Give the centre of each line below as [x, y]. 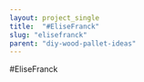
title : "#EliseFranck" [55, 26]
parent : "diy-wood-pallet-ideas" [73, 43]
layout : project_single [55, 18]
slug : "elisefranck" [49, 35]
